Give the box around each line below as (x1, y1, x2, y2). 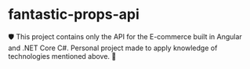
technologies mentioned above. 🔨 (8, 51, 117, 60)
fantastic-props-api (8, 5, 139, 24)
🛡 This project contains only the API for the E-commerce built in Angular (8, 31, 243, 41)
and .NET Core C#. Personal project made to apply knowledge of (8, 43, 218, 53)
